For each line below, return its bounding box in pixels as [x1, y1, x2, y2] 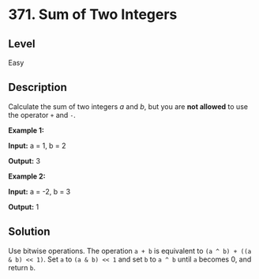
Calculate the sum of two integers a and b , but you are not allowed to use [8, 101, 249, 111]
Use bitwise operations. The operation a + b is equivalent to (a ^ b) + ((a [8, 246, 252, 255]
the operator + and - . [8, 110, 77, 119]
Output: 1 [8, 202, 39, 211]
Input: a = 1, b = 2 [8, 141, 66, 150]
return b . [8, 262, 36, 272]
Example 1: [8, 125, 45, 135]
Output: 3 [8, 156, 41, 165]
